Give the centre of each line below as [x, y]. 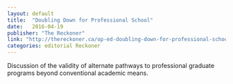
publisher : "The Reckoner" [46, 33]
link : [15, 40]
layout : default [31, 14]
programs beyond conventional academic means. [78, 73]
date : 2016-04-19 [35, 26]
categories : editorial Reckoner [54, 46]
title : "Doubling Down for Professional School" [80, 20]
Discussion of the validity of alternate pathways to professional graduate [111, 66]
